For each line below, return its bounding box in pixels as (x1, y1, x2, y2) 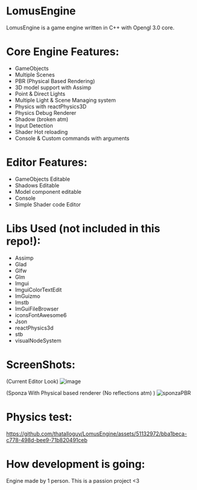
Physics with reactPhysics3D (14, 103, 87, 110)
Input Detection (14, 121, 53, 129)
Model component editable (14, 188, 82, 195)
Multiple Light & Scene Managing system (14, 96, 116, 104)
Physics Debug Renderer (14, 109, 77, 116)
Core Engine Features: (6, 45, 120, 59)
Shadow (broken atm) (14, 115, 69, 123)
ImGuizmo (14, 292, 41, 300)
